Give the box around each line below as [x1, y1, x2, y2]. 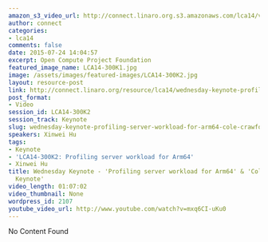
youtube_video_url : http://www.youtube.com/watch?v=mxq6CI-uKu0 [8, 204, 227, 212]
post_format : [8, 93, 52, 101]
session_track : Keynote [8, 116, 88, 124]
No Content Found [8, 227, 69, 236]
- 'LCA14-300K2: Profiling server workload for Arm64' [8, 153, 195, 161]
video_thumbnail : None [8, 189, 84, 198]
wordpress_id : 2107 [8, 197, 73, 205]
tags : [8, 137, 26, 146]
